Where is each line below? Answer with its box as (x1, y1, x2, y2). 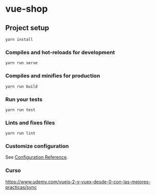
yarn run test (5, 107, 36, 113)
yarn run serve (5, 60, 38, 66)
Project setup (5, 24, 50, 32)
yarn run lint (5, 131, 36, 136)
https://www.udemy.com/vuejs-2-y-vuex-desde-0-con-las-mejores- (5, 179, 151, 185)
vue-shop (5, 3, 48, 15)
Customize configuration (5, 143, 69, 150)
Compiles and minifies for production (5, 72, 100, 79)
